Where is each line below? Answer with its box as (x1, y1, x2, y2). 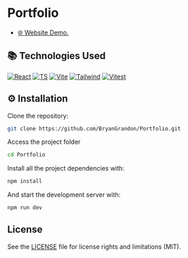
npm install (7, 178, 42, 185)
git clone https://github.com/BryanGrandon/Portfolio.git (7, 125, 181, 132)
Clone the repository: (7, 111, 69, 120)
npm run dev (7, 204, 42, 211)
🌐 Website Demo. (17, 28, 69, 37)
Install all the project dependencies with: (7, 164, 125, 173)
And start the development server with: (7, 190, 121, 199)
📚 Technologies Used (7, 50, 106, 62)
